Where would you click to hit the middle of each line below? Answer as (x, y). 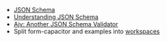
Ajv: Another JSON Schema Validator (66, 24)
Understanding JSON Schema (56, 17)
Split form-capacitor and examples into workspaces (87, 31)
